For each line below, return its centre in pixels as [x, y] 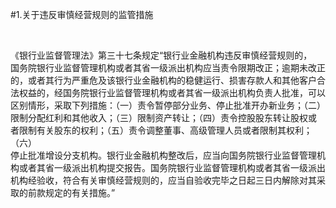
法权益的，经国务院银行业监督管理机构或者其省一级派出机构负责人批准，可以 [168, 92]
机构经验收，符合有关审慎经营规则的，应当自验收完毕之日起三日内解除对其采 [168, 180]
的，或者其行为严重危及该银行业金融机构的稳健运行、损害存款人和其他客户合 [168, 80]
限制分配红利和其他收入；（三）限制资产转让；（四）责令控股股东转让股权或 [163, 117]
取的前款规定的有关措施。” [63, 192]
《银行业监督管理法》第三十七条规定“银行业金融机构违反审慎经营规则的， [161, 55]
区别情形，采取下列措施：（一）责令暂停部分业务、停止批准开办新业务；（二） [168, 105]
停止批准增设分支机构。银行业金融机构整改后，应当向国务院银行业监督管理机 [168, 155]
